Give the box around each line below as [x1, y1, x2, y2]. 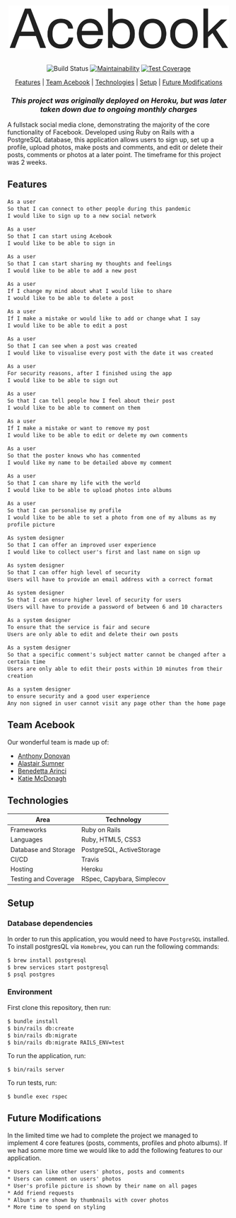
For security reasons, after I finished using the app [7, 369, 172, 377]
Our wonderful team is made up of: [7, 737, 110, 746]
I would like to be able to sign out [7, 377, 119, 384]
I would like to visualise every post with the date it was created [7, 349, 213, 357]
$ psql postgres [7, 971, 55, 978]
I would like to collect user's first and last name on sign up [7, 548, 201, 556]
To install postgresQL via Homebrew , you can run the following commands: [7, 942, 220, 950]
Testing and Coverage [10, 875, 75, 883]
